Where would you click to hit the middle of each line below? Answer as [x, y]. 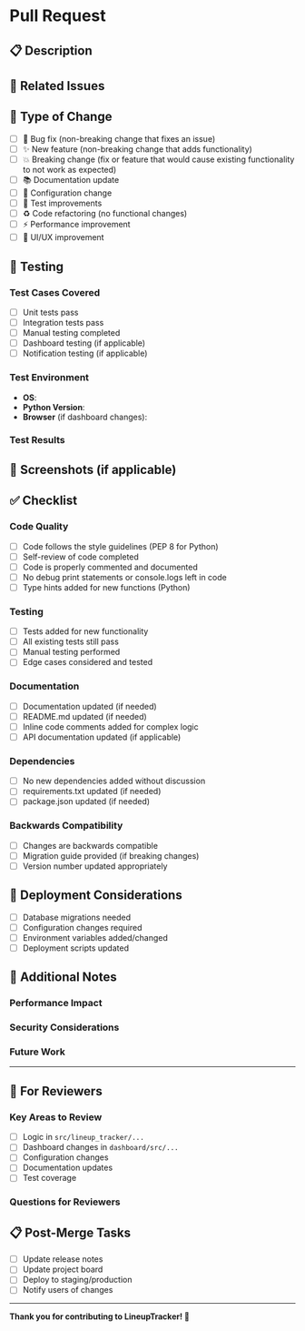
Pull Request [58, 16]
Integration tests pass [63, 322]
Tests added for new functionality [85, 631]
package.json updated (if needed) [86, 802]
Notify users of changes [68, 1290]
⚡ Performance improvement [76, 225]
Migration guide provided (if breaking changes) [111, 855]
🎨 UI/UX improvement [63, 237]
